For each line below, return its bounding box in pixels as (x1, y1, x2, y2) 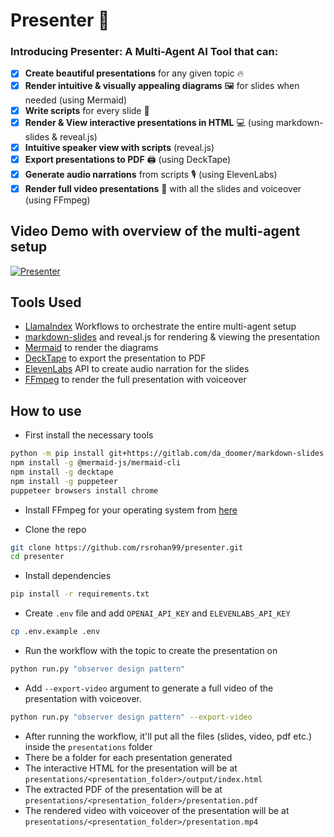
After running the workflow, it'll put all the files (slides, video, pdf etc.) (24, 730, 313, 742)
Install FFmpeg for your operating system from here (24, 504, 238, 516)
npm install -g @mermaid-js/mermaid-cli (10, 458, 182, 468)
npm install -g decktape (10, 467, 114, 477)
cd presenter (10, 552, 65, 562)
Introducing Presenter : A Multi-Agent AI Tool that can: (10, 45, 279, 59)
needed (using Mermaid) (24, 94, 128, 106)
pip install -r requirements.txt (10, 589, 150, 599)
